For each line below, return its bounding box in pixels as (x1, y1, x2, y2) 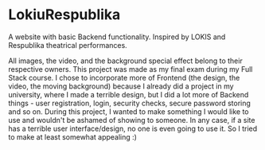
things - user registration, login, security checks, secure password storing (8, 98, 251, 108)
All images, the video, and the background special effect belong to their (8, 56, 243, 65)
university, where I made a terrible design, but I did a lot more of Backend (8, 89, 249, 99)
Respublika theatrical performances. (8, 40, 127, 49)
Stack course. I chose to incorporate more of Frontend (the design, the (8, 73, 240, 82)
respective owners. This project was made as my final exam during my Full (8, 64, 253, 73)
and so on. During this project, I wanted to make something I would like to (8, 106, 249, 116)
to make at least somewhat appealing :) (8, 132, 138, 141)
